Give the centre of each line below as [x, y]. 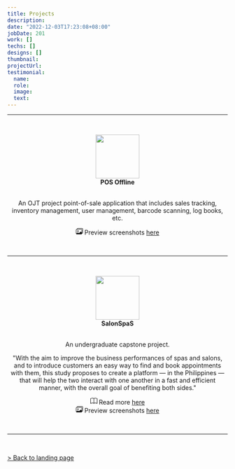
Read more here [122, 402]
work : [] [20, 40]
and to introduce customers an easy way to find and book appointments [117, 365]
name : [22, 79]
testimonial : [26, 72]
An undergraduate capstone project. [117, 344]
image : [23, 92]
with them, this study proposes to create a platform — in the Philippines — [117, 373]
